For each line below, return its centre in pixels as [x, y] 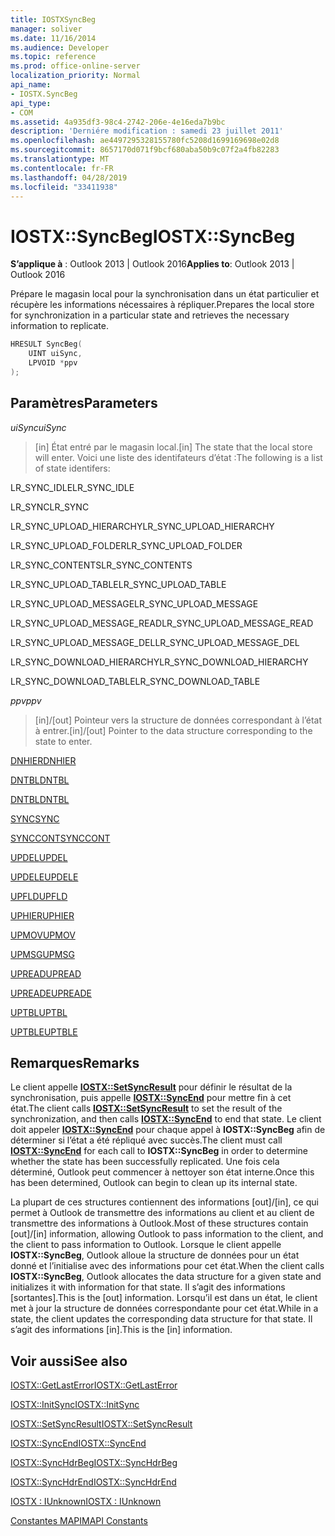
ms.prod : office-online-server [75, 66]
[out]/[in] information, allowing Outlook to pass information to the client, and [167, 1234]
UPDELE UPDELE [44, 877]
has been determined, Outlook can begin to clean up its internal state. [154, 1183]
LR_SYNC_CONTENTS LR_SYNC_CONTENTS [101, 565]
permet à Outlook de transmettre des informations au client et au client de [162, 1213]
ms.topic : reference [53, 57]
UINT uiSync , [55, 354]
